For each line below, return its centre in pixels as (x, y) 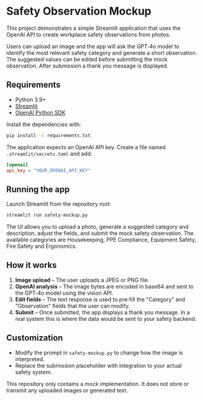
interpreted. (30, 359)
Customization (35, 338)
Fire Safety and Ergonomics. (42, 246)
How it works (32, 265)
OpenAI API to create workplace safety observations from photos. (88, 34)
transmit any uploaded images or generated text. (67, 390)
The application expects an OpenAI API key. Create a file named (86, 147)
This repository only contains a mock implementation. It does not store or (98, 384)
